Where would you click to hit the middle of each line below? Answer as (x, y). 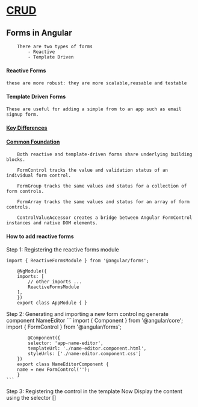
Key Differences (27, 128)
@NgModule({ (32, 271)
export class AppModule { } (52, 303)
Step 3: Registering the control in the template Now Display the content (94, 391)
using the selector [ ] (31, 398)
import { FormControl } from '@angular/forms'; (64, 327)
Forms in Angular (39, 33)
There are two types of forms (55, 46)
